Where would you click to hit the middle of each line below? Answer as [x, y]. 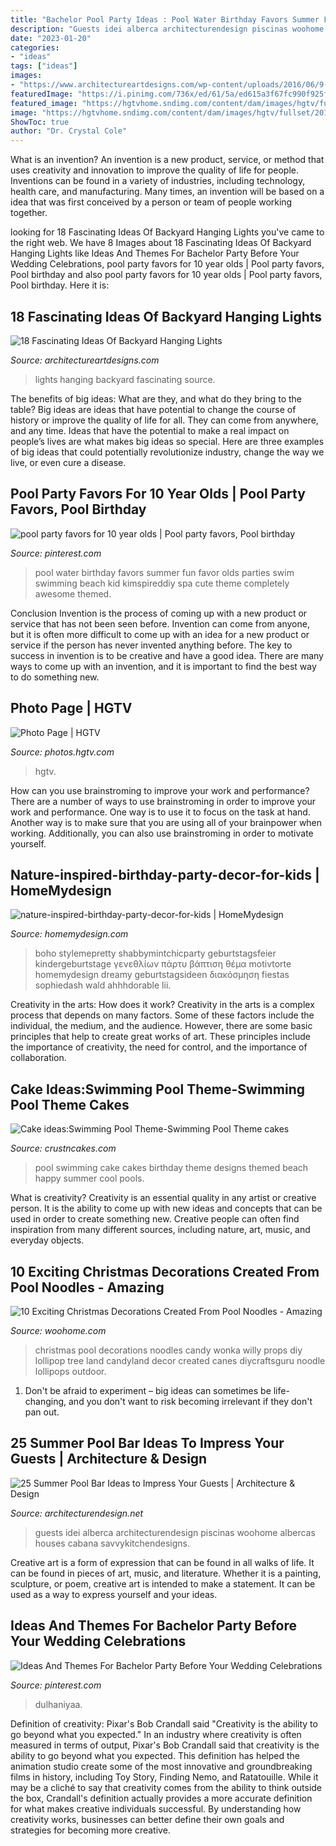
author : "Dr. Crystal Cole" [69, 131]
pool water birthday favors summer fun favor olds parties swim [164, 572]
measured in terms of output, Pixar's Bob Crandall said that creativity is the [165, 1745]
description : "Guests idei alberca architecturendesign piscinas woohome [167, 29]
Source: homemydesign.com [69, 934]
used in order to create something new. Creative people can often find [155, 1219]
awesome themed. [73, 593]
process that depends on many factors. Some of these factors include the [162, 1015]
